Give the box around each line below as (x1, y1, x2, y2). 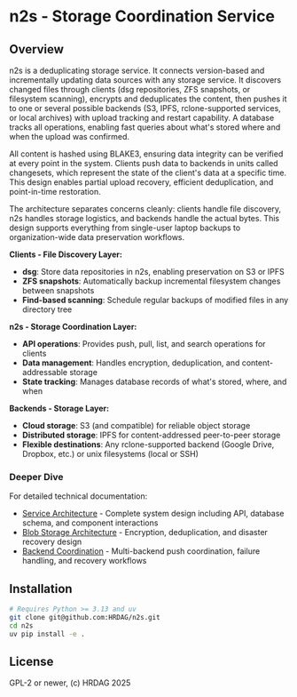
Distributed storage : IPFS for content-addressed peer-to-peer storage (21, 429, 281, 440)
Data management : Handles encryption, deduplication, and (21, 357, 240, 368)
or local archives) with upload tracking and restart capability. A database (9, 113, 275, 123)
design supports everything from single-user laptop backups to (9, 222, 241, 233)
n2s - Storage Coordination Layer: (9, 322, 137, 332)
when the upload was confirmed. (9, 132, 130, 141)
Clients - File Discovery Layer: (9, 249, 122, 260)
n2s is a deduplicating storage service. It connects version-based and (9, 65, 265, 76)
